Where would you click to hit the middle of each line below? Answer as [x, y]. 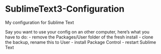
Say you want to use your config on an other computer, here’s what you [77, 32]
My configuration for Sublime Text [40, 22]
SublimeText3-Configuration [65, 9]
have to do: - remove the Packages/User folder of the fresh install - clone [79, 37]
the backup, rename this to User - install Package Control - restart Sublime [80, 42]
